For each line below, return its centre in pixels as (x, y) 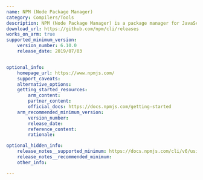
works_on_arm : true (31, 34)
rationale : (42, 135)
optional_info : (25, 67)
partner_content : (50, 101)
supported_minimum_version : (42, 40)
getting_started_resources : (52, 90)
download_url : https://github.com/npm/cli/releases (72, 29)
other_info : (32, 162)
